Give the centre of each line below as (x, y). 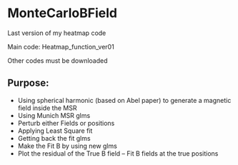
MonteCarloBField (63, 13)
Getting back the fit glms (54, 138)
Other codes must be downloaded (58, 60)
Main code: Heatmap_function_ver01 (61, 46)
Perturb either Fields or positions (66, 123)
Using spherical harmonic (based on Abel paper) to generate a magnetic (124, 100)
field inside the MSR (47, 108)
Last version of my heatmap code (57, 33)
